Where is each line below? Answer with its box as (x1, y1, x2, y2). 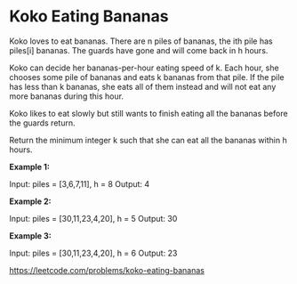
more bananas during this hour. (9, 91, 124, 101)
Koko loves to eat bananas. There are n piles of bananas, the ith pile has (9, 36, 273, 46)
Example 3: (9, 230, 52, 241)
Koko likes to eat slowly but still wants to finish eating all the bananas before (9, 108, 288, 118)
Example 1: (9, 161, 51, 172)
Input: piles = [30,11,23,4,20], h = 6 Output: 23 (9, 247, 178, 258)
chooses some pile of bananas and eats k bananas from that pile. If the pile (9, 71, 285, 82)
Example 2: (9, 196, 52, 207)
